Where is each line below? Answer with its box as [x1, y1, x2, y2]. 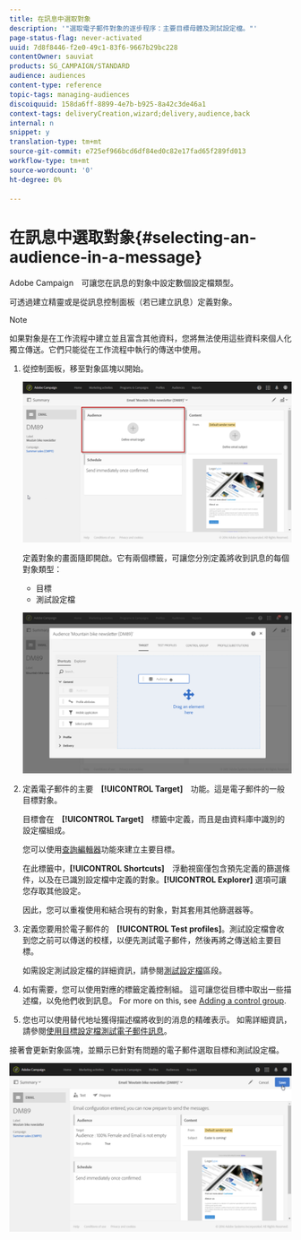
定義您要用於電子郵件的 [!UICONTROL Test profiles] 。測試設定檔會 [21, 923, 277, 934]
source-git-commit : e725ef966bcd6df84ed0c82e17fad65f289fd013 [9, 147, 246, 156]
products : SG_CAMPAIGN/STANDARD [9, 62, 130, 71]
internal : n [9, 118, 54, 127]
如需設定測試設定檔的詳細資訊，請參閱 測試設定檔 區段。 [21, 965, 227, 976]
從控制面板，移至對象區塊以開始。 [21, 363, 149, 374]
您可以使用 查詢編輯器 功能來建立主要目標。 [21, 844, 180, 854]
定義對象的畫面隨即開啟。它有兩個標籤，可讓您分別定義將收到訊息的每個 [21, 552, 289, 564]
